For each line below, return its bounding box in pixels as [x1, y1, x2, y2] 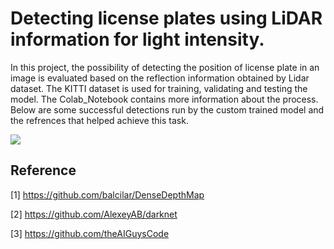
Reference [10, 162, 77, 179]
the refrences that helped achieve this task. [10, 114, 189, 126]
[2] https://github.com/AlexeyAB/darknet [10, 208, 178, 220]
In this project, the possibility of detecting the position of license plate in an [10, 61, 320, 73]
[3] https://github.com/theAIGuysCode [10, 227, 170, 239]
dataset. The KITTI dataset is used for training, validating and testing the [10, 82, 308, 94]
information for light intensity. [10, 28, 265, 51]
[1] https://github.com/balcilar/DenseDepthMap [10, 188, 205, 201]
